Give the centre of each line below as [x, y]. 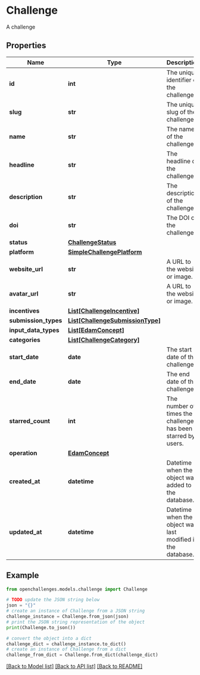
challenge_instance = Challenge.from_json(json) [68, 617]
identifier [179, 80]
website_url [26, 269]
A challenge [21, 27]
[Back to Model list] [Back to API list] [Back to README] [74, 666]
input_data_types [34, 330]
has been [179, 428]
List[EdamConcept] [96, 330]
